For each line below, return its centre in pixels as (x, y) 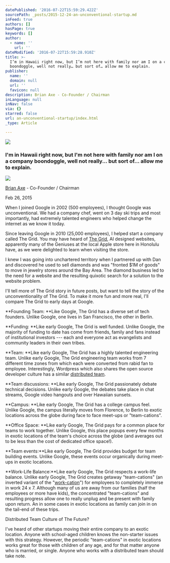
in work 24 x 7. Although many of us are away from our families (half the (80, 487)
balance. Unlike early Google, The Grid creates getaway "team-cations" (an (84, 477)
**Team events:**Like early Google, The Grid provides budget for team (80, 451)
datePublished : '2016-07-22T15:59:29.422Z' (52, 10)
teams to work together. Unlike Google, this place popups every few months (84, 430)
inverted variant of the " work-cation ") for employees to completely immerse (84, 482)
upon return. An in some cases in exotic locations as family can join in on (81, 504)
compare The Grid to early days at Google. (50, 302)
